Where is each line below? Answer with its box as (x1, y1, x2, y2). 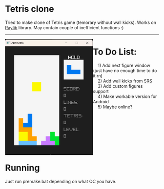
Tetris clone (5, 3, 55, 15)
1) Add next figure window (97, 62, 150, 68)
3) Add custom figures (97, 83, 143, 89)
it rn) (93, 73, 102, 78)
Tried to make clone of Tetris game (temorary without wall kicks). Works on (5, 19, 156, 25)
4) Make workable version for (97, 94, 157, 99)
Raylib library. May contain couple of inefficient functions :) (5, 24, 124, 30)
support (93, 88, 109, 94)
